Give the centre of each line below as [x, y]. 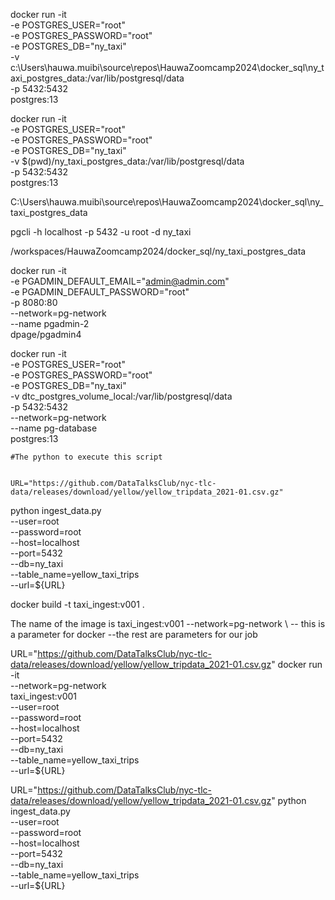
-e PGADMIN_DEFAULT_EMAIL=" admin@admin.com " [120, 281]
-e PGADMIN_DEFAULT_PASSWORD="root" [100, 292]
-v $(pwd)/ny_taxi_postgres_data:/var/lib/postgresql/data [127, 161]
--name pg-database [54, 428]
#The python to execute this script [86, 457]
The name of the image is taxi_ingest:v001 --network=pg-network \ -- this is [168, 623]
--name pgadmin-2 [50, 323]
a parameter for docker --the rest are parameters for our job [134, 634]
